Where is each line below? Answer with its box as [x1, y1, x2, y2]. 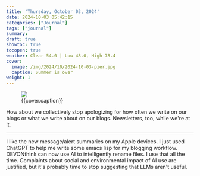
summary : [6, 31, 28, 37]
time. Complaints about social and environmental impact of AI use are [6, 157, 177, 164]
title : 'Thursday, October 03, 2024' [6, 8, 100, 15]
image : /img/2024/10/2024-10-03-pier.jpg [11, 63, 116, 70]
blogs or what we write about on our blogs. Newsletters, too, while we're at [6, 115, 190, 122]
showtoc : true [6, 42, 42, 48]
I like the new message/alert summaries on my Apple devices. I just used [6, 138, 185, 145]
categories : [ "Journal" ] [6, 20, 68, 25]
